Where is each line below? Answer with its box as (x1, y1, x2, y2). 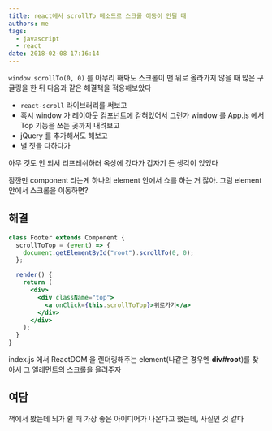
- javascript (15, 34, 60, 43)
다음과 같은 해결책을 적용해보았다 (47, 83, 152, 93)
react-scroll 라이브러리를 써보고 (19, 101, 127, 110)
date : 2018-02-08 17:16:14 (8, 50, 100, 58)
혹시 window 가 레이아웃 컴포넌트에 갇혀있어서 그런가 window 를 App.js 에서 (19, 110, 265, 120)
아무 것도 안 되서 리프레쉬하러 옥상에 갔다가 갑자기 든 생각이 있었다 (8, 158, 218, 167)
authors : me (8, 19, 49, 28)
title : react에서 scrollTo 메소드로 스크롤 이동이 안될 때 (8, 11, 187, 20)
